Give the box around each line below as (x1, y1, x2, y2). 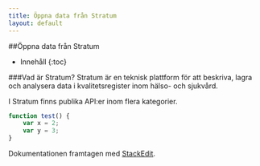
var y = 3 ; (23, 127, 60, 135)
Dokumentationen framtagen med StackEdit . (8, 149, 155, 158)
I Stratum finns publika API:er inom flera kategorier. (8, 96, 178, 106)
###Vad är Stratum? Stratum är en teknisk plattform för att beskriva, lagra (8, 72, 253, 82)
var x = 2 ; (23, 119, 60, 128)
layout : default (8, 19, 63, 27)
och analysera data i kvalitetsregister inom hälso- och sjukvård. (8, 81, 219, 91)
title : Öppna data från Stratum (8, 11, 117, 20)
